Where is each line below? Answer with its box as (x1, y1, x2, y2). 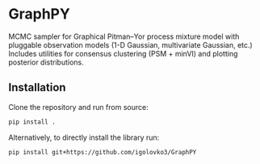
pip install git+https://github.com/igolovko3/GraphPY (8, 148, 197, 156)
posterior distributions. (8, 57, 85, 67)
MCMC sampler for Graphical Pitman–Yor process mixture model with (8, 32, 240, 41)
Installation (8, 81, 66, 95)
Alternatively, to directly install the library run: (8, 132, 160, 142)
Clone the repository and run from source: (8, 102, 149, 111)
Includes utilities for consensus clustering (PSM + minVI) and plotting (8, 48, 238, 58)
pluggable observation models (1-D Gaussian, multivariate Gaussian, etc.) (8, 40, 253, 49)
